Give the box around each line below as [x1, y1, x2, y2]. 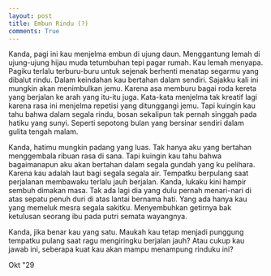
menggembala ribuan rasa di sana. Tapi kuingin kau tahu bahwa [8, 151, 222, 161]
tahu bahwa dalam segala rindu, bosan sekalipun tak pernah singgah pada [8, 110, 257, 119]
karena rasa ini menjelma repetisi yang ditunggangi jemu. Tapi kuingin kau [8, 101, 256, 110]
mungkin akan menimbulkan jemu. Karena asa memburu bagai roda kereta [8, 84, 257, 93]
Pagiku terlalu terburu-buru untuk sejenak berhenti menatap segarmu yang [8, 67, 260, 76]
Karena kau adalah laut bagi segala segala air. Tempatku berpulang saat [8, 168, 249, 179]
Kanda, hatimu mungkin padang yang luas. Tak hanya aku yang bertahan [8, 143, 252, 153]
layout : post [8, 11, 53, 20]
